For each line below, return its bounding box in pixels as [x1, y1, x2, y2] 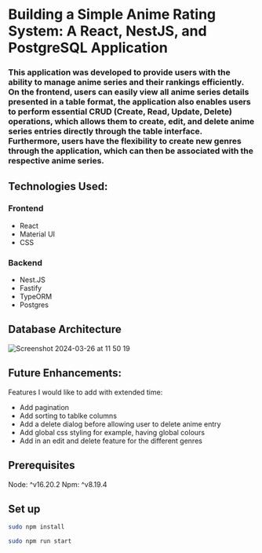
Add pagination [19, 402, 69, 412]
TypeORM [19, 292, 53, 302]
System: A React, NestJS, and [8, 22, 207, 40]
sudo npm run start [8, 537, 72, 545]
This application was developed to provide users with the [8, 67, 231, 78]
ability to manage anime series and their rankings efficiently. [8, 77, 245, 88]
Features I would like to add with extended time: [8, 387, 163, 397]
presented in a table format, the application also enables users [8, 97, 251, 108]
